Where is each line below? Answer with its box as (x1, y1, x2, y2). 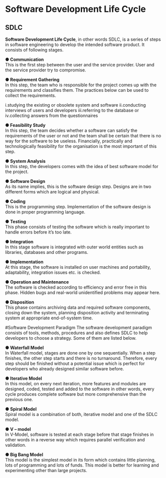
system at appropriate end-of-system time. (5, 315, 93, 321)
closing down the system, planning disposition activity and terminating (5, 310, 149, 315)
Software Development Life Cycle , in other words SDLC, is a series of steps (5, 36, 161, 42)
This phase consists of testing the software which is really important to (5, 224, 150, 230)
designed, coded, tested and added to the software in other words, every (5, 386, 155, 392)
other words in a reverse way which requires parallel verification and (5, 437, 145, 442)
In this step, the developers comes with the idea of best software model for (5, 164, 159, 169)
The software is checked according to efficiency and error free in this (5, 284, 147, 290)
